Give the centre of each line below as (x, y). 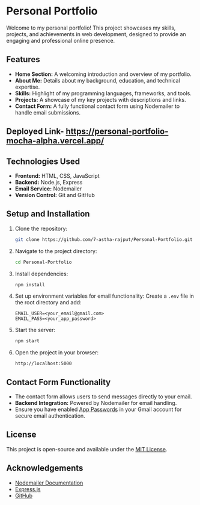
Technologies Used (43, 161)
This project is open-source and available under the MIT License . (87, 449)
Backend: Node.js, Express (49, 182)
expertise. (27, 87)
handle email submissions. (48, 112)
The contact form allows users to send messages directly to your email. (103, 397)
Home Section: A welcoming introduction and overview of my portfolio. (103, 74)
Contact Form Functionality (59, 382)
